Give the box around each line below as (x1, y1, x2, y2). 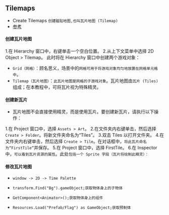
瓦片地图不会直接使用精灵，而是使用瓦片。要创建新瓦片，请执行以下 (12, 109, 154, 115)
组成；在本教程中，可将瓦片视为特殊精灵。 (12, 84, 101, 90)
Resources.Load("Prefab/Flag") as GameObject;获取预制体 (12, 205, 131, 210)
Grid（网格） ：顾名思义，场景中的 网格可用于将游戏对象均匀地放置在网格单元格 (12, 65, 158, 71)
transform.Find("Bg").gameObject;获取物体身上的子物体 (12, 186, 123, 191)
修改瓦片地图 (5, 164, 32, 170)
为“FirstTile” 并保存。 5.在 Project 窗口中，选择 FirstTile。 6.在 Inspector (5, 145, 157, 151)
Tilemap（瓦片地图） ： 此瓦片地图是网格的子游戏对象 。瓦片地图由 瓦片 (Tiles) (12, 78, 158, 84)
